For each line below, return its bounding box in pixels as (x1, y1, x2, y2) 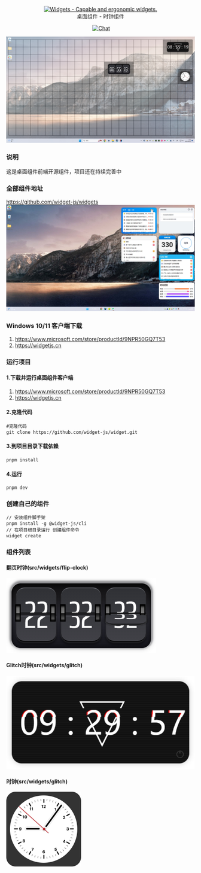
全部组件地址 (6, 184, 44, 193)
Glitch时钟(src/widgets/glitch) (6, 662, 83, 669)
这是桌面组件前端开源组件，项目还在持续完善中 (6, 168, 121, 175)
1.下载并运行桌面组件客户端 (6, 374, 74, 381)
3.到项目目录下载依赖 (6, 443, 59, 450)
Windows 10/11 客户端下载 (6, 322, 83, 330)
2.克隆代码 (6, 409, 33, 416)
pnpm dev (6, 485, 28, 491)
